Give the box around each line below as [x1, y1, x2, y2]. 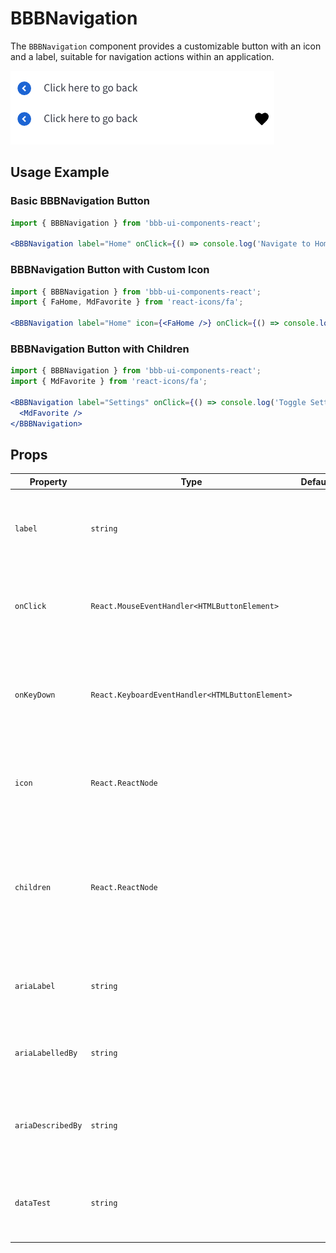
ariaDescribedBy [14, 1120, 83, 1131]
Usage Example [10, 164, 110, 181]
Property [29, 475, 68, 487]
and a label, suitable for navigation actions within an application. [10, 50, 275, 62]
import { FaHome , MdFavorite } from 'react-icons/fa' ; [10, 297, 244, 307]
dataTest [14, 1198, 52, 1209]
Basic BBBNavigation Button [10, 194, 151, 208]
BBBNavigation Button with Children [10, 342, 190, 356]
